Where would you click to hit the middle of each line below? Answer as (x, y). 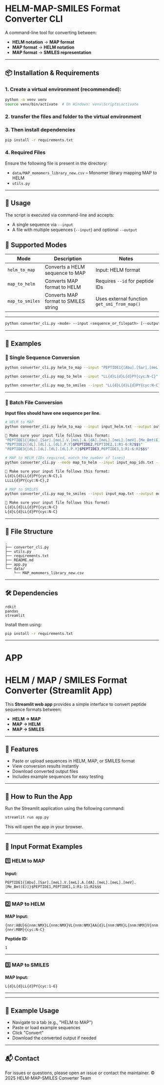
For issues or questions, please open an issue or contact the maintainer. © (80, 1073)
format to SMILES (65, 301)
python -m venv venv (26, 99)
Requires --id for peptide (124, 281)
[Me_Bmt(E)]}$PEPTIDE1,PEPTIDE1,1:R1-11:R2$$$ (53, 887)
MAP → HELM (26, 724)
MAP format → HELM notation (43, 47)
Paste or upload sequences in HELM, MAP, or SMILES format (73, 761)
